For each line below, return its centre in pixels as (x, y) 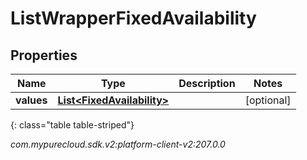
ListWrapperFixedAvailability (133, 18)
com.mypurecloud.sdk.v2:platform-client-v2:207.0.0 (118, 144)
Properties (44, 55)
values (31, 100)
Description (207, 83)
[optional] (268, 100)
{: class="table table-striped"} (72, 125)
